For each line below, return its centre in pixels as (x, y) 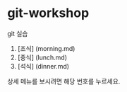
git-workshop (48, 13)
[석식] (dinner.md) (43, 66)
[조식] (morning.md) (46, 48)
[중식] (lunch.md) (42, 57)
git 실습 (18, 33)
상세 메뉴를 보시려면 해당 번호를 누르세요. (64, 81)
